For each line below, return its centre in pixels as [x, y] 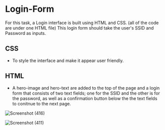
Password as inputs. [26, 33]
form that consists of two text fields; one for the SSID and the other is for [86, 93]
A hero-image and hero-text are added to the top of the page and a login [86, 88]
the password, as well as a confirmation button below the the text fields [85, 98]
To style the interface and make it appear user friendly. [68, 61]
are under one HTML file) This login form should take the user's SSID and [80, 28]
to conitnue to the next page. [42, 103]
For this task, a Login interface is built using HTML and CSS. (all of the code [82, 23]
